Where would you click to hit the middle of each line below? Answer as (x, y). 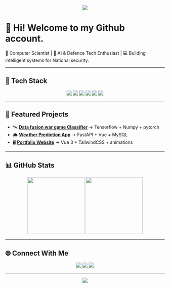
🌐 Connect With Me (37, 253)
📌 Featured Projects (37, 115)
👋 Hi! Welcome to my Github (65, 28)
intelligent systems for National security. (47, 60)
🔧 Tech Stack (26, 81)
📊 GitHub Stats (30, 165)
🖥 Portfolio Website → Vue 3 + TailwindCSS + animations (73, 142)
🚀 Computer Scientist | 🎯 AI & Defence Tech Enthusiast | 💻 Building (75, 53)
